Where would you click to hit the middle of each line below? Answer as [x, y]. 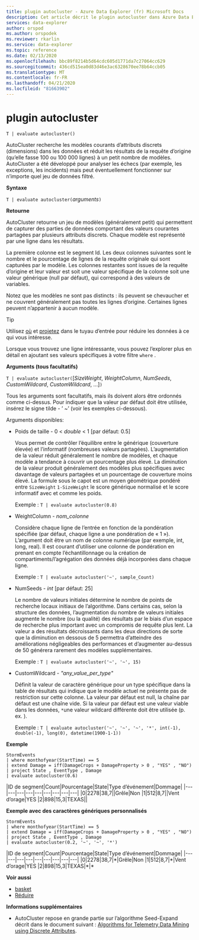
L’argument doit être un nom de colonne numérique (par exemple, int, [99, 540]
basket [23, 888]
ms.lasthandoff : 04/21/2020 [41, 84]
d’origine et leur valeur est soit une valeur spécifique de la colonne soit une [98, 271]
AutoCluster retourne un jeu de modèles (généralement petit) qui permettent [99, 222]
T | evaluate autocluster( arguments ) [54, 199]
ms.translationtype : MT [36, 72]
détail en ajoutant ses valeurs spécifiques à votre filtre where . [81, 355]
